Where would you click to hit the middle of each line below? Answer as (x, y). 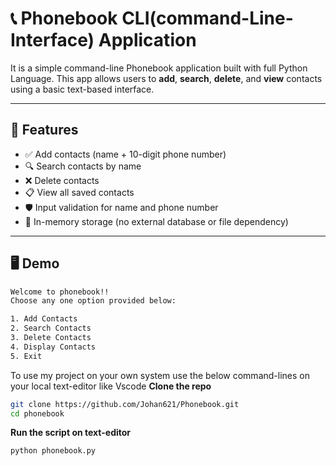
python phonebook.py (53, 451)
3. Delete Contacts (51, 338)
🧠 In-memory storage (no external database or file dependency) (156, 221)
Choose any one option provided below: (93, 301)
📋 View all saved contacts (79, 192)
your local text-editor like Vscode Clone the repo (111, 386)
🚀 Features (44, 130)
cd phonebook (37, 413)
